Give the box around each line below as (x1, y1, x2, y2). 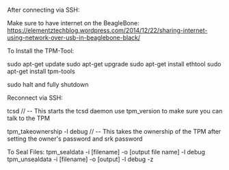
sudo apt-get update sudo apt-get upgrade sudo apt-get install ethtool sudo (7, 60, 221, 68)
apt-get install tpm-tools (7, 68, 75, 75)
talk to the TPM (7, 114, 50, 122)
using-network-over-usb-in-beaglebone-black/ (7, 33, 141, 42)
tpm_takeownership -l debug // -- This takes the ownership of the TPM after (7, 128, 221, 135)
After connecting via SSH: (7, 6, 80, 14)
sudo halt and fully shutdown (7, 81, 89, 88)
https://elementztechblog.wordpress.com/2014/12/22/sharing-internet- (7, 27, 208, 34)
